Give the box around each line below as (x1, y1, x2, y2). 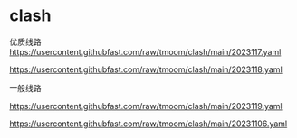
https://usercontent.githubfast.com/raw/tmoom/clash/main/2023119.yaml (9, 100, 283, 111)
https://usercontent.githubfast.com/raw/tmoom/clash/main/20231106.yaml (9, 118, 288, 129)
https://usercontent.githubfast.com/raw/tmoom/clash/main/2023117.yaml (9, 46, 282, 57)
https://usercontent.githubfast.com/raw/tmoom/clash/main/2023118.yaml (9, 64, 283, 75)
